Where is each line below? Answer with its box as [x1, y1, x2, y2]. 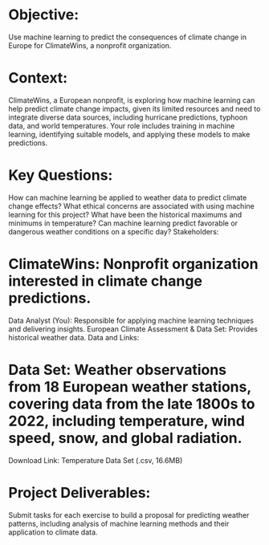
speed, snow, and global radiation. [8, 429, 243, 447]
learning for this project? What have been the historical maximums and [8, 209, 243, 219]
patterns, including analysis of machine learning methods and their [8, 519, 230, 528]
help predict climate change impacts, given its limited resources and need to [8, 104, 261, 113]
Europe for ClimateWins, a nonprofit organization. [8, 40, 172, 50]
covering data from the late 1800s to [8, 395, 255, 413]
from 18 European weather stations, [8, 377, 251, 396]
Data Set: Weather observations [8, 360, 227, 379]
